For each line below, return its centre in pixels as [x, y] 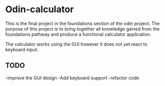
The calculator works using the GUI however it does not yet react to [76, 44]
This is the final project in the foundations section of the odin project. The [82, 23]
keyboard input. [22, 49]
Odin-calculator [40, 9]
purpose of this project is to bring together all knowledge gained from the [82, 28]
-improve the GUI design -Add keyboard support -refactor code [72, 78]
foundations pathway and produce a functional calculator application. [78, 34]
